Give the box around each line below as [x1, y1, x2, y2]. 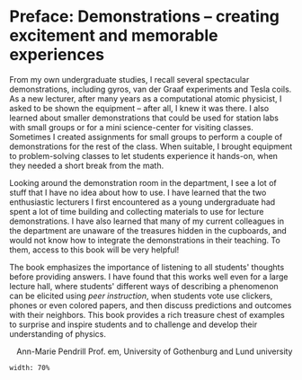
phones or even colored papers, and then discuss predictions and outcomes [9, 299, 292, 311]
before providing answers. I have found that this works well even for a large [9, 271, 289, 282]
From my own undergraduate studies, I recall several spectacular [9, 74, 250, 84]
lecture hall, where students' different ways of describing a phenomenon [9, 280, 279, 291]
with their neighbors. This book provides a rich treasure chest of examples [9, 309, 285, 320]
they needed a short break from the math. [9, 160, 164, 171]
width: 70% [9, 363, 50, 372]
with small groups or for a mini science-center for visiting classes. [9, 121, 253, 132]
